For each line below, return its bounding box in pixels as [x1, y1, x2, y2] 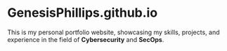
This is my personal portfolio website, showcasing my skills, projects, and [7, 28, 220, 36]
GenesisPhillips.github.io [7, 5, 158, 21]
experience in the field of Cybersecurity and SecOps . [7, 35, 164, 43]
